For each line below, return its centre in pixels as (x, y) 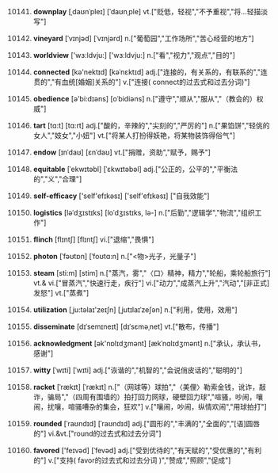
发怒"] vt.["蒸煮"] (61, 293)
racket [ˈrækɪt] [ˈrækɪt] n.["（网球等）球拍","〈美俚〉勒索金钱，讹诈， (146, 387)
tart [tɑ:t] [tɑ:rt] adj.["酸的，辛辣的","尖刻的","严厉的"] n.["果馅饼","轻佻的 (151, 126)
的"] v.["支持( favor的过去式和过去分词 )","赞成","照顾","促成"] (132, 460)
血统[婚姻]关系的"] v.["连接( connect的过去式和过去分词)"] (156, 82)
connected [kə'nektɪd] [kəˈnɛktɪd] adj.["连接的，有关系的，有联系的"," (147, 72)
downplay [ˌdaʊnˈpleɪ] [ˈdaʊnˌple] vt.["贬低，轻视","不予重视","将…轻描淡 (150, 11)
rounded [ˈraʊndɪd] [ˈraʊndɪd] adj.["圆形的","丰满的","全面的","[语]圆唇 (147, 423)
